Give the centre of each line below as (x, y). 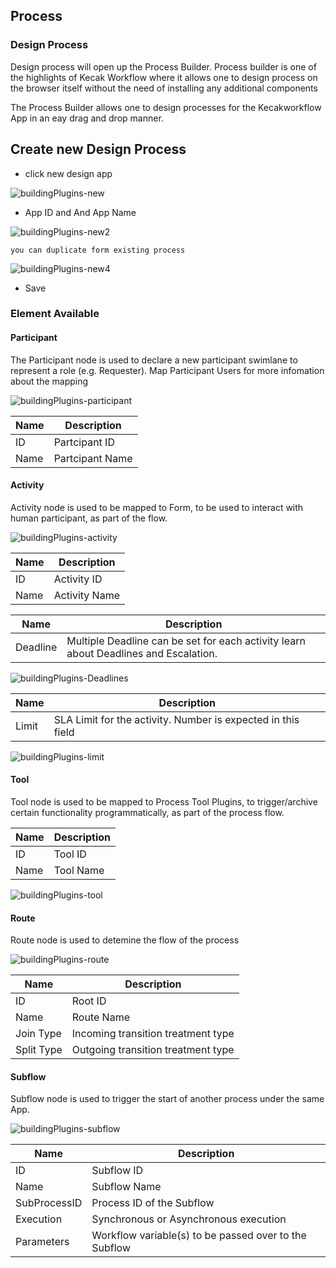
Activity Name (86, 595)
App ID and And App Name (80, 212)
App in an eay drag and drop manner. (87, 118)
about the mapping (49, 381)
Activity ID (78, 579)
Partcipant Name (93, 458)
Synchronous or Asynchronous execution (189, 1219)
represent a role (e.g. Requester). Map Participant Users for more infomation (167, 370)
